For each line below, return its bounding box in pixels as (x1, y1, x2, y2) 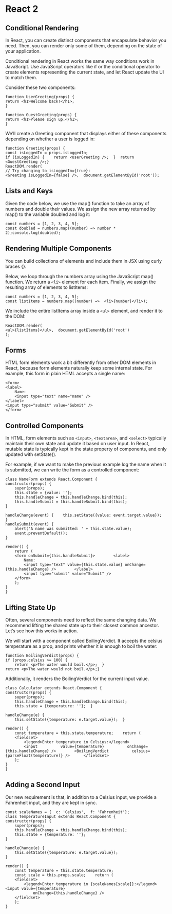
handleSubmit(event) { (5, 522, 54, 527)
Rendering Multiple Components (5, 244, 112, 253)
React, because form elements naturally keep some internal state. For (5, 365, 152, 371)
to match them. (5, 75, 37, 80)
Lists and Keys (5, 187, 53, 195)
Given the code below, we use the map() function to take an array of (5, 200, 150, 206)
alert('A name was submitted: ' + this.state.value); (14, 526, 132, 532)
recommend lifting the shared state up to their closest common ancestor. (5, 623, 159, 629)
